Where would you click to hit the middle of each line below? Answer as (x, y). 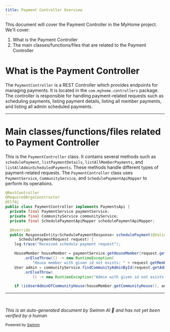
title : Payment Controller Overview (44, 10)
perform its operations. (29, 183)
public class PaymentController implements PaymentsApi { (68, 207)
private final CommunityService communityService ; (64, 216)
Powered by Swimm (23, 325)
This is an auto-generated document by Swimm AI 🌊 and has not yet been (83, 310)
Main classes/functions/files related (83, 132)
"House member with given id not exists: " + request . (91, 263)
